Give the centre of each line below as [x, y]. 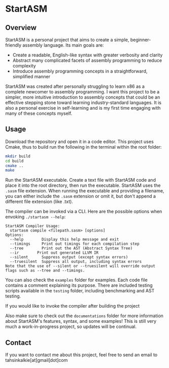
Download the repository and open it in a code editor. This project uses [79, 141]
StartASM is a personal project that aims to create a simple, [67, 40]
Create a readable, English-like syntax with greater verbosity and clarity [88, 55]
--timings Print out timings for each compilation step [75, 244]
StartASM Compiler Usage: [32, 226]
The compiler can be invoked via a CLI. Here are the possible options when [84, 212]
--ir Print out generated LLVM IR [54, 253]
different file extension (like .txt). [39, 202]
